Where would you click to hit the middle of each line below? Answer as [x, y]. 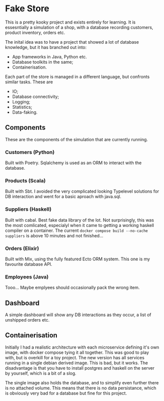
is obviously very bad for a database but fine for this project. [66, 393]
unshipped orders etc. [27, 320]
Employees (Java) [27, 276]
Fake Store [27, 9]
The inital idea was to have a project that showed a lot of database [72, 42]
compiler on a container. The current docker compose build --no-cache [77, 230]
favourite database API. [29, 264]
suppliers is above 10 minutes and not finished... [54, 235]
